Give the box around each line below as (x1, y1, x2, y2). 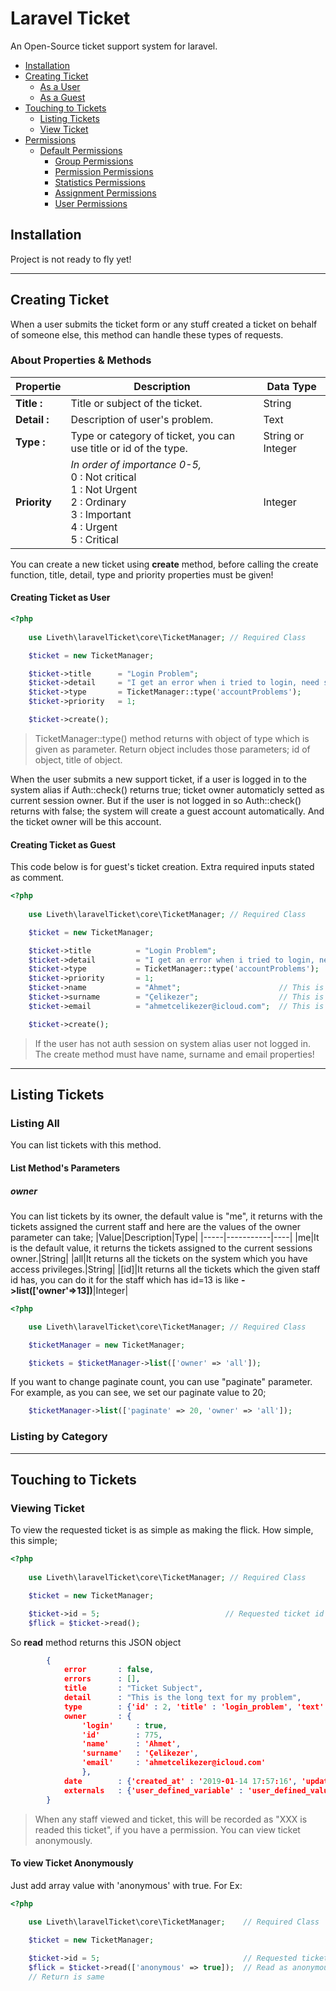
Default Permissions (39, 144, 123, 156)
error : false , (63, 1665, 155, 1675)
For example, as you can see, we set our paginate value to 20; (10, 1387, 267, 1399)
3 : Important (70, 507, 132, 521)
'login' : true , (81, 1720, 168, 1731)
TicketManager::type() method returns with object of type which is (34, 732, 310, 744)
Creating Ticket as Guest (10, 838, 116, 851)
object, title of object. (34, 753, 123, 766)
